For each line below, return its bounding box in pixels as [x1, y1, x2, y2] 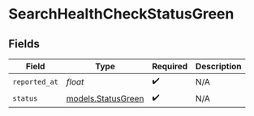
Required [151, 61, 188, 72]
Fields [8, 37, 41, 51]
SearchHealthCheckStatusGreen [8, 5, 235, 23]
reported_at [12, 77, 59, 86]
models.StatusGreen [66, 93, 144, 104]
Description [195, 61, 242, 72]
